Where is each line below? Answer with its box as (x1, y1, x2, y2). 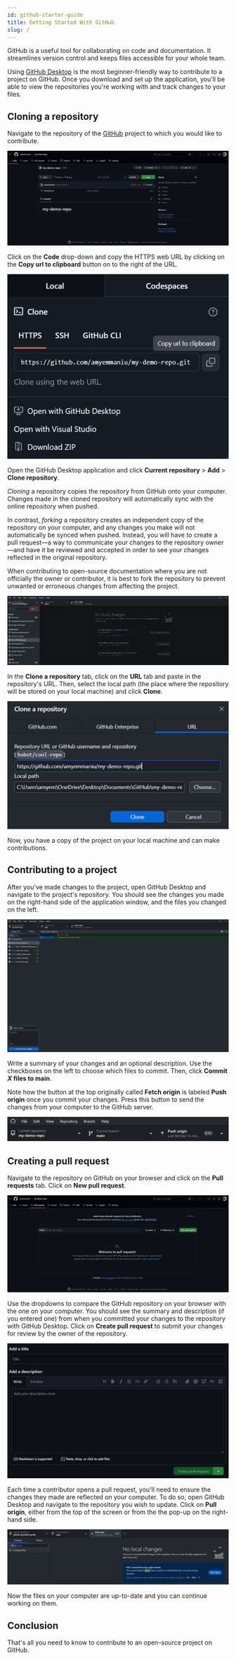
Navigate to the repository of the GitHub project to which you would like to (7, 129, 223, 138)
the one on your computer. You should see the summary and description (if (7, 1307, 225, 1315)
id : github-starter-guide (7, 11, 83, 18)
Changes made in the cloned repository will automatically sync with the (7, 494, 214, 503)
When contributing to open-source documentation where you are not (7, 566, 207, 575)
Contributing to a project (7, 864, 117, 876)
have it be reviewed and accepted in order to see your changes (25, 545, 209, 554)
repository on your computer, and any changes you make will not (7, 523, 195, 532)
